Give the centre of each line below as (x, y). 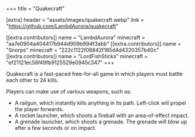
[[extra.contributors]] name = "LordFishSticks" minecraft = (77, 56)
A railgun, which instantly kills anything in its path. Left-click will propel (100, 103)
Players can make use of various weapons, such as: (69, 91)
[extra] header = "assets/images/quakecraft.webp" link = (75, 20)
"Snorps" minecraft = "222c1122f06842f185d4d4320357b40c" (83, 50)
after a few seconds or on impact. (56, 128)
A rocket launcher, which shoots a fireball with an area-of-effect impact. (102, 115)
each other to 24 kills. (32, 80)
